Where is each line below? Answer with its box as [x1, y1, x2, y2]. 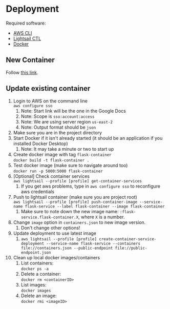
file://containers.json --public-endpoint [20, 245, 113, 251]
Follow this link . [6, 69, 38, 75]
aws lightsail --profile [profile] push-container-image [13, 199, 138, 204]
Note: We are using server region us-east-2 [20, 118, 113, 125]
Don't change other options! [20, 224, 80, 231]
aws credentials [20, 188, 55, 195]
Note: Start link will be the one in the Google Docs [20, 108, 126, 114]
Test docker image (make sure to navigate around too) [13, 162, 128, 168]
